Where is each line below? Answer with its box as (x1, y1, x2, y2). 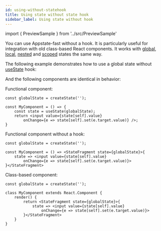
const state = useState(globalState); (14, 109, 96, 114)
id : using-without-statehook (5, 7, 66, 13)
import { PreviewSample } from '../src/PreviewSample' (5, 31, 117, 37)
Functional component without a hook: (5, 131, 85, 137)
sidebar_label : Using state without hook (5, 17, 94, 22)
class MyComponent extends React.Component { (5, 191, 102, 196)
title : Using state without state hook (5, 12, 89, 17)
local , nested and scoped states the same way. (5, 51, 103, 57)
